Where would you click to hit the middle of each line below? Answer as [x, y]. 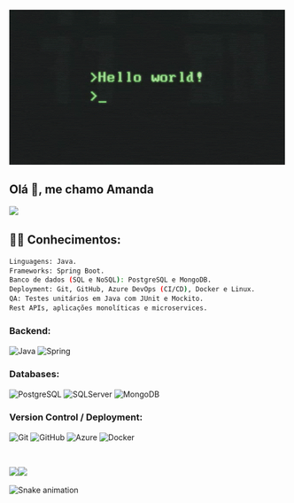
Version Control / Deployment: [76, 417]
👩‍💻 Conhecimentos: [65, 240]
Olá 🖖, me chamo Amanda [81, 190]
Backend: [30, 330]
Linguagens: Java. [43, 261]
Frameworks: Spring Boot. [57, 271]
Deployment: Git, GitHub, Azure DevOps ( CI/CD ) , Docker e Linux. [132, 290]
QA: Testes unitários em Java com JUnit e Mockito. [106, 299]
